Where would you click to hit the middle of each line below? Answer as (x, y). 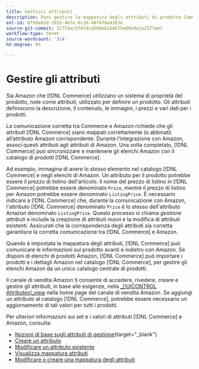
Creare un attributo (38, 341)
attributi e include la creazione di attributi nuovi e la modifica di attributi (93, 219)
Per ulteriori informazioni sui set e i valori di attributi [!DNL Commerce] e (94, 316)
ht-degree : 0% (24, 45)
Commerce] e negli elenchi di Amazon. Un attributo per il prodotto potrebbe (98, 175)
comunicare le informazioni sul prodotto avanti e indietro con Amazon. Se (96, 249)
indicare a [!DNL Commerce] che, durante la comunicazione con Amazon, (96, 200)
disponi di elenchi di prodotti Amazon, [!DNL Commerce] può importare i (94, 256)
